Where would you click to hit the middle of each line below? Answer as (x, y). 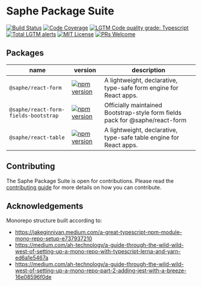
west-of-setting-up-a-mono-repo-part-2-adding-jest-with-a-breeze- (101, 271)
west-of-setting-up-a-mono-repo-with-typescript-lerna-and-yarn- (98, 252)
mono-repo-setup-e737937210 (54, 238)
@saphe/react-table (37, 137)
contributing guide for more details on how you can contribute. (84, 187)
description (149, 70)
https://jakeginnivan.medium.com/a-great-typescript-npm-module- (98, 232)
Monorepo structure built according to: (54, 220)
